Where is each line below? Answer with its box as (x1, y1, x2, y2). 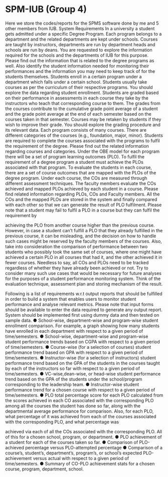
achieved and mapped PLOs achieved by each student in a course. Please (5, 185, 158, 192)
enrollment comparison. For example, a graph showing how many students (5, 323, 159, 329)
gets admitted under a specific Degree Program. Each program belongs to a (5, 31, 162, 37)
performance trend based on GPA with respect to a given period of (5, 349, 143, 355)
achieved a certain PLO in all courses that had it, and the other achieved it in (5, 254, 162, 260)
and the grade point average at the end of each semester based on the (5, 111, 151, 117)
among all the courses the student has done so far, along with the (5, 403, 141, 409)
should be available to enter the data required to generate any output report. (5, 307, 163, 313)
